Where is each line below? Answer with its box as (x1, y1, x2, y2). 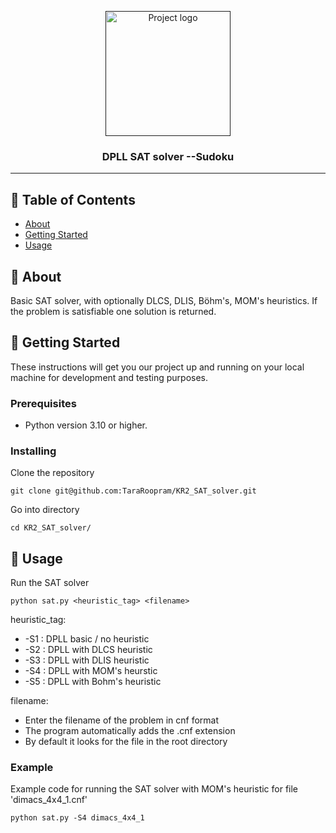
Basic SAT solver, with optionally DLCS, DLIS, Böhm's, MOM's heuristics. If (10, 294, 318, 306)
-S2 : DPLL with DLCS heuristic (24, 644, 153, 656)
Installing (10, 444, 57, 458)
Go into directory (10, 504, 80, 516)
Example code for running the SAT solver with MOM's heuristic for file (10, 783, 299, 795)
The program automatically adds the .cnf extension (24, 725, 236, 737)
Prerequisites (10, 396, 77, 410)
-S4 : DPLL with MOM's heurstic (24, 665, 158, 677)
